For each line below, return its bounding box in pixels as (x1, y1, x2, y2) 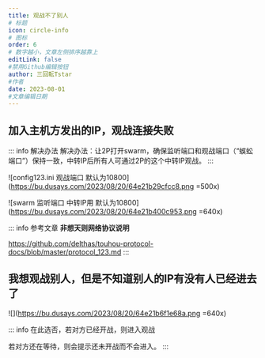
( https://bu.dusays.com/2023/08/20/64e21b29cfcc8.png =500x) (8, 182, 220, 191)
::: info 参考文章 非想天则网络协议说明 (8, 223, 130, 233)
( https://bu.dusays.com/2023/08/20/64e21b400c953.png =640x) (8, 207, 223, 217)
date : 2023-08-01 (8, 85, 66, 93)
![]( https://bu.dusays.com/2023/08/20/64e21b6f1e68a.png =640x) (8, 308, 227, 318)
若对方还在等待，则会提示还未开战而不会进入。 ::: (8, 341, 169, 351)
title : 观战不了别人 (8, 11, 69, 20)
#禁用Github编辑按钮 (8, 63, 69, 71)
